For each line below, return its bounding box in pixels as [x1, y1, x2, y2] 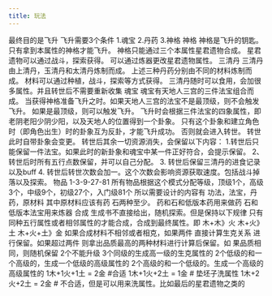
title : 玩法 [8, 11, 46, 20]
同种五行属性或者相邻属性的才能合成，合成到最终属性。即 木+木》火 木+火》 [8, 217, 264, 227]
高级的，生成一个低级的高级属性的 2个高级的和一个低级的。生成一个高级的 [15, 258, 264, 268]
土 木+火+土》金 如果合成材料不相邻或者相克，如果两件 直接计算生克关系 [8, 228, 252, 238]
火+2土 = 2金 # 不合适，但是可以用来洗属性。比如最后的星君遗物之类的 [8, 278, 245, 288]
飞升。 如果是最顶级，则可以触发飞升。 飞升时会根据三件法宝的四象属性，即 [8, 106, 261, 116]
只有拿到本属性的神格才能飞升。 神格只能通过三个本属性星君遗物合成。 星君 [8, 45, 261, 55]
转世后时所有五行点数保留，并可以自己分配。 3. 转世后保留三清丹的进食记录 [8, 157, 261, 166]
